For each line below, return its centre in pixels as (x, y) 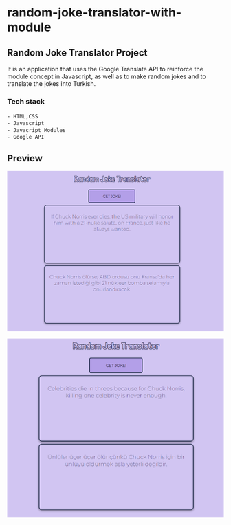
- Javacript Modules (37, 131)
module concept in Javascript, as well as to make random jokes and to (107, 76)
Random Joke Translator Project (77, 53)
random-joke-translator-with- (95, 13)
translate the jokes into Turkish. (52, 83)
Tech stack (26, 101)
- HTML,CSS (23, 117)
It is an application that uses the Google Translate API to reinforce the (106, 69)
